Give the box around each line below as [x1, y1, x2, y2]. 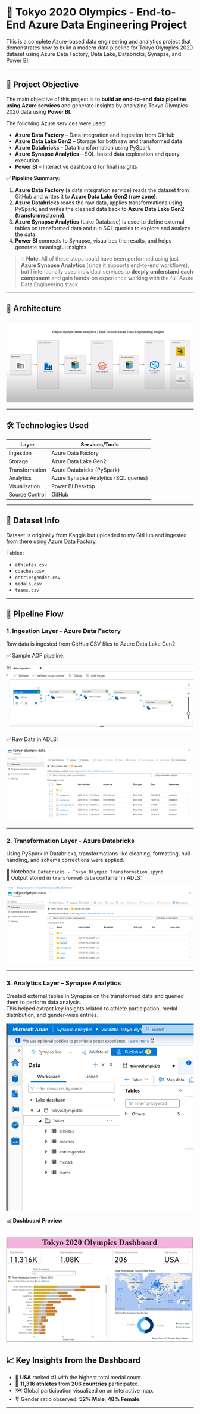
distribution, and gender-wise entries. [6, 1011, 99, 1018]
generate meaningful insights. [14, 243, 88, 250]
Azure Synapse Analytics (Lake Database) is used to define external [14, 218, 185, 225]
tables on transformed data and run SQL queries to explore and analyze [14, 224, 190, 231]
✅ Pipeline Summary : [6, 174, 60, 181]
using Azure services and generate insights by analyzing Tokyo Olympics [6, 101, 188, 109]
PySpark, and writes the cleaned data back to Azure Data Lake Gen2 [14, 205, 185, 212]
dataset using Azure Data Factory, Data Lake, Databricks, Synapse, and [6, 50, 182, 57]
